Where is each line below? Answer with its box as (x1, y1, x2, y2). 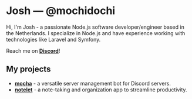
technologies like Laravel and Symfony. (6, 36, 101, 43)
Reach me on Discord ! (6, 47, 60, 54)
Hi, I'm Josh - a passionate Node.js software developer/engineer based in (6, 23, 185, 30)
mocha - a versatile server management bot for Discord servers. (14, 80, 171, 87)
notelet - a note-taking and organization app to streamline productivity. (14, 86, 187, 93)
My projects (6, 64, 51, 74)
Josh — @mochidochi (6, 4, 116, 18)
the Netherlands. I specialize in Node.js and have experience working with (6, 29, 186, 36)
